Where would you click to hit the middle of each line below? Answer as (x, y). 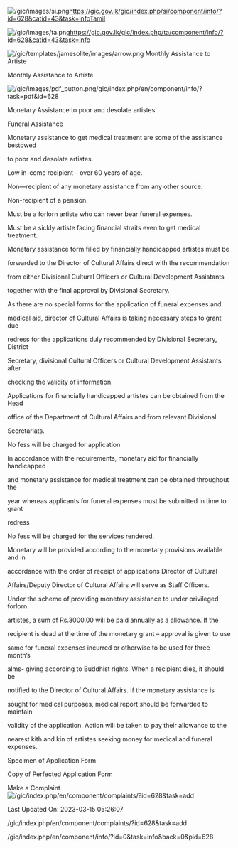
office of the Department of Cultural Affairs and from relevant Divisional (112, 417)
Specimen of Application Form (52, 760)
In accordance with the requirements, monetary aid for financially (103, 458)
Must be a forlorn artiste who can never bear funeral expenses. (100, 214)
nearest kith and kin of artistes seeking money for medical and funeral (110, 739)
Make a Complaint (34, 788)
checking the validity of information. (60, 382)
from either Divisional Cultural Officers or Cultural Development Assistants (116, 277)
